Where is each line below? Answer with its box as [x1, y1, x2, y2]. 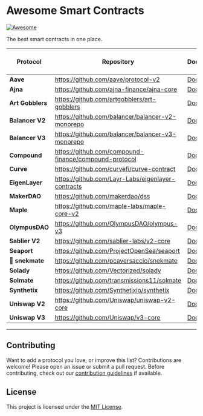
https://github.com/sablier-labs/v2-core [54, 237, 171, 245]
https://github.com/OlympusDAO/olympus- [54, 219, 178, 227]
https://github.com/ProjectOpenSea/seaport [54, 246, 180, 255]
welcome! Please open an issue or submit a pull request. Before [6, 363, 165, 370]
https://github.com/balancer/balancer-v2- [54, 112, 176, 121]
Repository [101, 57, 135, 65]
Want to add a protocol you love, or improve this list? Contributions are [6, 356, 182, 364]
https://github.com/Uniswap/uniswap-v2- [54, 295, 176, 304]
